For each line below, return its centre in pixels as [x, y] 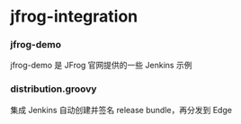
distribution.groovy [54, 89]
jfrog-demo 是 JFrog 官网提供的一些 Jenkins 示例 [101, 66]
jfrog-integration [74, 17]
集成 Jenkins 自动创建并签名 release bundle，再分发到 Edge [121, 110]
